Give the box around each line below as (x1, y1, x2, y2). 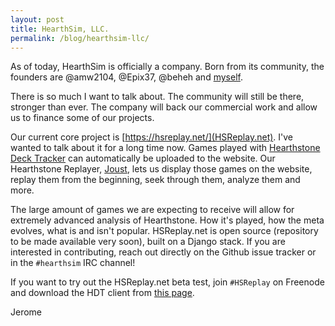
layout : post (10, 14, 65, 25)
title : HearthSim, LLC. (10, 24, 110, 34)
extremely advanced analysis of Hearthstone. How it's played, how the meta (10, 214, 325, 226)
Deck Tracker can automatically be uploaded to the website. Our (10, 152, 276, 165)
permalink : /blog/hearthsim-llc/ (10, 33, 150, 43)
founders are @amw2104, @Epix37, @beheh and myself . (10, 71, 243, 83)
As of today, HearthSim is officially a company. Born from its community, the (10, 61, 325, 73)
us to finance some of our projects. (10, 112, 155, 124)
